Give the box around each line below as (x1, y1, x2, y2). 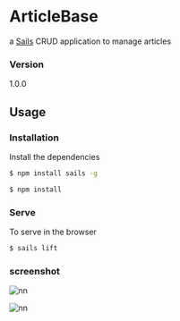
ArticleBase (9, 6, 99, 27)
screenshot (9, 265, 61, 277)
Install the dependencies (9, 151, 100, 162)
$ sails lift (9, 243, 58, 252)
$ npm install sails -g (9, 168, 99, 178)
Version (9, 58, 45, 71)
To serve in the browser (9, 226, 97, 237)
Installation (9, 131, 60, 144)
